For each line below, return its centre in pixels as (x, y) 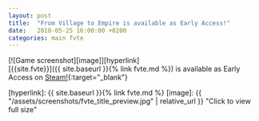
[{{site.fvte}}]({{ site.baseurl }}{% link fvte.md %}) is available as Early (124, 69)
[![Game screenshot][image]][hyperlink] (74, 60)
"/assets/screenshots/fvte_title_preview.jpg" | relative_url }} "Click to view (130, 101)
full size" (23, 110)
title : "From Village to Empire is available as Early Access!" (119, 23)
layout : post (30, 16)
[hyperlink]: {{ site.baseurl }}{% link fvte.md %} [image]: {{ (105, 93)
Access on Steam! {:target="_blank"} (68, 77)
